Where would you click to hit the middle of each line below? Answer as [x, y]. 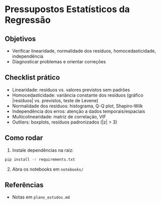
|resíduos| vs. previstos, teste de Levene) [55, 100]
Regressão [28, 20]
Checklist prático [32, 78]
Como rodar [24, 138]
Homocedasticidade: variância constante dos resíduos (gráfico [78, 95]
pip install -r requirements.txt [40, 159]
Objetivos [20, 39]
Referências [24, 185]
